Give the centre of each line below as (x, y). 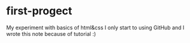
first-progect (39, 11)
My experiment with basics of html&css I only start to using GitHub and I (95, 27)
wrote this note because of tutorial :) (51, 33)
